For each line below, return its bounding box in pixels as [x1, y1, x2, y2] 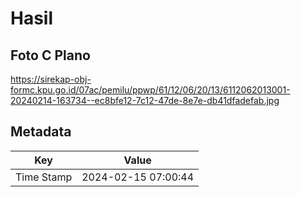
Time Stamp [15, 170, 73, 184]
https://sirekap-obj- [10, 73, 92, 85]
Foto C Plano [10, 47, 91, 64]
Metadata [10, 123, 72, 141]
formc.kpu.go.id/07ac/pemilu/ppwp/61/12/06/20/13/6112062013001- [10, 84, 291, 96]
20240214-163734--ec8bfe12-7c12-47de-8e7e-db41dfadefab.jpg [10, 95, 280, 106]
